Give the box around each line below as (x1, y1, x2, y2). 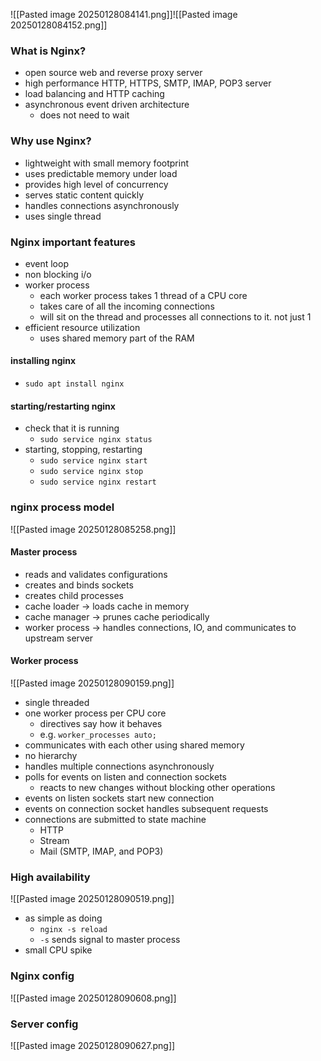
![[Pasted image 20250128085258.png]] (10, 523, 177, 535)
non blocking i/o (24, 268, 92, 280)
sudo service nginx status (39, 435, 153, 445)
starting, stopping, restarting (24, 444, 143, 456)
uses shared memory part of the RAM (39, 332, 195, 344)
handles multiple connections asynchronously (24, 760, 215, 772)
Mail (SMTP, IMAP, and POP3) (39, 845, 164, 857)
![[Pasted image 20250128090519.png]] (10, 893, 175, 905)
